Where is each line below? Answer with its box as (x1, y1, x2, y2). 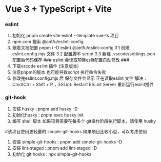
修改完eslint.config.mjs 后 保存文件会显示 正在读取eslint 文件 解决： (12, 75, 148, 81)
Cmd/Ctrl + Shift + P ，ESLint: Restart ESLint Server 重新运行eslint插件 (12, 82, 154, 88)
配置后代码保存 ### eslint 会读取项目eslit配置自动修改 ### (12, 57, 129, 63)
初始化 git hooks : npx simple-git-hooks (12, 151, 92, 157)
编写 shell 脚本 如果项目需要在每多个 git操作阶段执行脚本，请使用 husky (12, 118, 156, 124)
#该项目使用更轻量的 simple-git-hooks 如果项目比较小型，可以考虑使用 (5, 128, 147, 134)
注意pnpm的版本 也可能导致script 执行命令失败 (12, 69, 106, 75)
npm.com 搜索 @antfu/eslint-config (12, 39, 84, 45)
